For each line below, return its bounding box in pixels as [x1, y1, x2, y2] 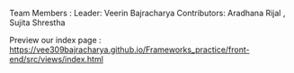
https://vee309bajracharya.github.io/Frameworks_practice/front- [9, 44, 250, 55]
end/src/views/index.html [9, 54, 103, 64]
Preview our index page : [9, 35, 102, 45]
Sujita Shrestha [9, 17, 66, 28]
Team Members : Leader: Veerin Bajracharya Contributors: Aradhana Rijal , [9, 8, 286, 18]
